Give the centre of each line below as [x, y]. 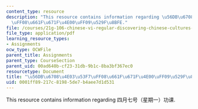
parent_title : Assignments [39, 55]
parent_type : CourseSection [41, 60]
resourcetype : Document [35, 71]
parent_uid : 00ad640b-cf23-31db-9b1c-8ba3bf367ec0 [70, 66]
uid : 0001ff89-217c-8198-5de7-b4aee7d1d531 [60, 83]
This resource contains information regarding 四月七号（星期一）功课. [91, 100]
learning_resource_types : [38, 39]
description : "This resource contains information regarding [83, 17]
